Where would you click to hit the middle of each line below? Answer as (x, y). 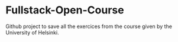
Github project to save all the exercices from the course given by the (89, 26)
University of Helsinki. (33, 32)
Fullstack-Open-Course (65, 10)
